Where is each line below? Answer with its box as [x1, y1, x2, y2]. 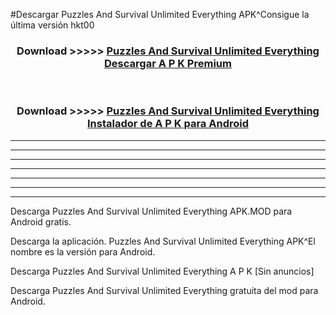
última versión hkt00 [10, 19, 95, 31]
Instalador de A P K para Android [87, 117, 249, 131]
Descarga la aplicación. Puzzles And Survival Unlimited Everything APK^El [10, 235, 316, 247]
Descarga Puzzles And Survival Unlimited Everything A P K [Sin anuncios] [10, 265, 315, 277]
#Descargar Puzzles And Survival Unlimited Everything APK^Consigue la [10, 9, 310, 20]
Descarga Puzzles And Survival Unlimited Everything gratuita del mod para [10, 284, 319, 296]
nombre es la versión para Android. [10, 245, 156, 258]
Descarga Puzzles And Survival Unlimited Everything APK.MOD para [10, 205, 293, 217]
